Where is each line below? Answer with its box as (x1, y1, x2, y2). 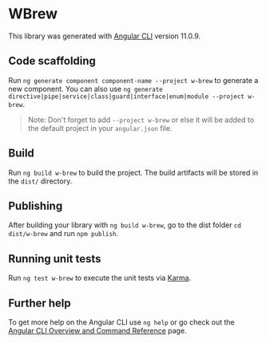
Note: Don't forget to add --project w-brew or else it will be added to (27, 115, 254, 124)
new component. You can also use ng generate (8, 84, 164, 93)
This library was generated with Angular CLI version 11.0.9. (8, 31, 201, 41)
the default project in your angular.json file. (27, 123, 173, 132)
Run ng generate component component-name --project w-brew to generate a (8, 75, 259, 85)
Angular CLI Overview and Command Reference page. (8, 326, 187, 335)
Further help (8, 296, 72, 309)
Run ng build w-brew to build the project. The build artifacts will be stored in (8, 168, 259, 177)
